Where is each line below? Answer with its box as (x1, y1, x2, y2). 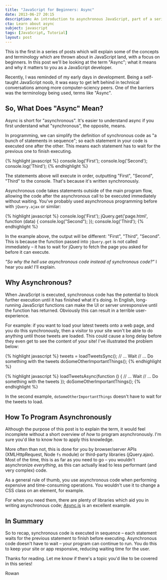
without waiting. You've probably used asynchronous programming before (5, 198, 158, 204)
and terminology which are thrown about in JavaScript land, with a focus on (5, 54, 160, 60)
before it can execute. (5, 249, 50, 255)
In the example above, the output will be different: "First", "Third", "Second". (5, 233, 161, 239)
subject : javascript (5, 26, 48, 31)
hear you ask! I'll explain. (5, 264, 56, 270)
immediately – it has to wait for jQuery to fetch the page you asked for (5, 244, 148, 250)
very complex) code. (5, 467, 48, 473)
